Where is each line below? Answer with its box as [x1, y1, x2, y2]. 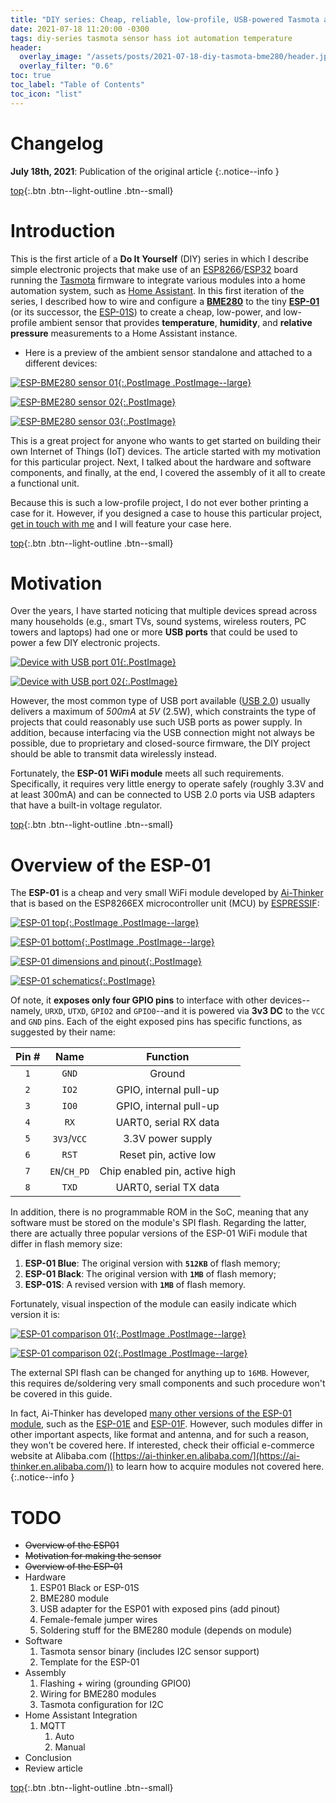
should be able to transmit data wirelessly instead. [10, 748, 217, 760]
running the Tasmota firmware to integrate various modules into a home [10, 274, 306, 286]
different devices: [24, 357, 98, 369]
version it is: [10, 1309, 61, 1321]
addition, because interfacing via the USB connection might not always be [10, 727, 315, 739]
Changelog [10, 132, 104, 155]
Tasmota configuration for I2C [39, 1699, 164, 1711]
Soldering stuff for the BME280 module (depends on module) [39, 1624, 293, 1636]
